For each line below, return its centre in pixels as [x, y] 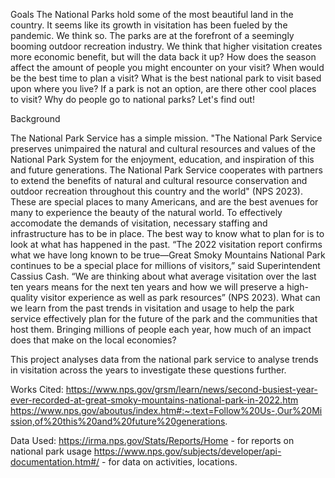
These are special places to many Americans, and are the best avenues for [164, 202]
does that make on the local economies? [93, 340]
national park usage [51, 451]
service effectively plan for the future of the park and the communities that [164, 318]
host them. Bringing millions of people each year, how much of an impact [161, 329]
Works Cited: [37, 389]
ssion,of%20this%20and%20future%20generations [118, 421]
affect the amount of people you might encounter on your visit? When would [167, 67]
